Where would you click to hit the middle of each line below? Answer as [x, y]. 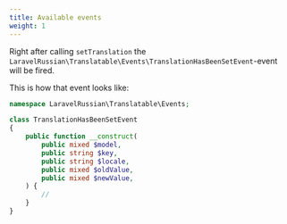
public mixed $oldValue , [88, 170]
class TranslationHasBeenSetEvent [74, 120]
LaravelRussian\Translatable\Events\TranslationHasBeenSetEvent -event [143, 61]
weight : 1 [28, 26]
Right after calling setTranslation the [78, 51]
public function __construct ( [82, 137]
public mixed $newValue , [88, 178]
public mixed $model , [82, 145]
